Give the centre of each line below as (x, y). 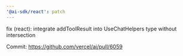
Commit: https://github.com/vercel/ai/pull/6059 (64, 46)
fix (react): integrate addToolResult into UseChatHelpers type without (91, 29)
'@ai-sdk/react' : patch (36, 12)
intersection (21, 35)
